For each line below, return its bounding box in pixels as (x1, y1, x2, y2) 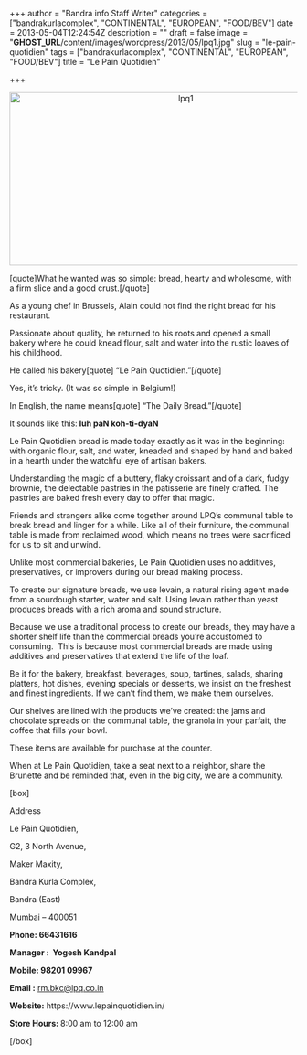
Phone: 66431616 (9, 930, 78, 940)
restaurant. (9, 310, 51, 321)
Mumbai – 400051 (9, 911, 78, 922)
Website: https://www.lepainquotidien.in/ (9, 1000, 165, 1011)
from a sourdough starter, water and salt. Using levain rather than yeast (9, 594, 279, 604)
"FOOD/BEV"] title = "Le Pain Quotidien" (9, 57, 162, 67)
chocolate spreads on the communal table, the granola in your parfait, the (9, 715, 287, 726)
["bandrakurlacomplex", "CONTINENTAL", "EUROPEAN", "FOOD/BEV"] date (9, 17, 294, 28)
